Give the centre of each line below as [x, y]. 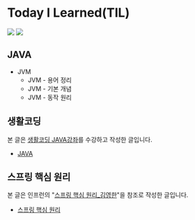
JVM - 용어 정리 [49, 80]
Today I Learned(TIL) [69, 13]
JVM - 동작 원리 [49, 97]
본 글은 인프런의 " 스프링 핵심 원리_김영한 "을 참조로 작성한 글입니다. [98, 195]
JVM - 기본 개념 [49, 88]
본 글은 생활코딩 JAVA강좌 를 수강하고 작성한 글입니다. [80, 139]
